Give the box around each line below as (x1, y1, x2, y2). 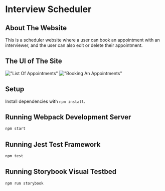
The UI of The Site (5, 57, 63, 66)
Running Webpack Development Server (5, 113, 131, 121)
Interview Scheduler (5, 4, 92, 15)
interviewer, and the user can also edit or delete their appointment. (5, 42, 143, 48)
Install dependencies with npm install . (5, 98, 85, 104)
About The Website (5, 24, 67, 32)
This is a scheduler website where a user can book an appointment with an (5, 37, 160, 43)
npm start (5, 126, 26, 132)
